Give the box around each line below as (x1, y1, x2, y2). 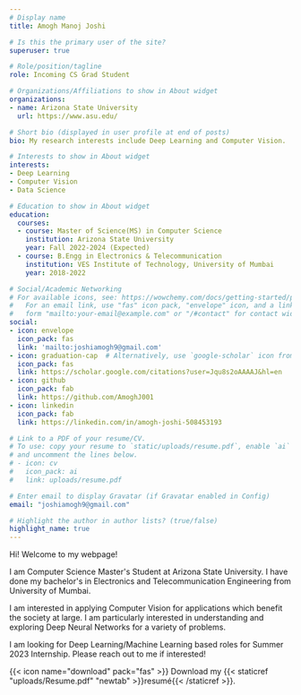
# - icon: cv (9, 459, 58, 468)
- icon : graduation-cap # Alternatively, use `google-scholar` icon (9, 351, 275, 360)
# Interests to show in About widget (9, 152, 150, 161)
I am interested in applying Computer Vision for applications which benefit (9, 603, 283, 613)
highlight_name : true (9, 525, 90, 534)
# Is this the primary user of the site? (9, 38, 167, 47)
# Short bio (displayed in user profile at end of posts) (9, 127, 230, 137)
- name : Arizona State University (9, 103, 139, 112)
